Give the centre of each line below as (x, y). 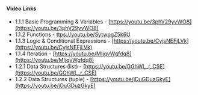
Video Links (21, 8)
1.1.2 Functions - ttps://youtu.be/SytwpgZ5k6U (73, 35)
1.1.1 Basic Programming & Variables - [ (63, 22)
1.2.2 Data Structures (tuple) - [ (53, 79)
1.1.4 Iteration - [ (35, 54)
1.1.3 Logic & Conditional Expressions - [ (64, 41)
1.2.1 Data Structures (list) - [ (50, 67)
